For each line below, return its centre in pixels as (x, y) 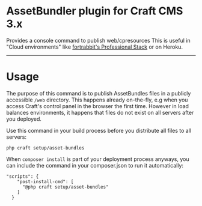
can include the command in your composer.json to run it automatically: (95, 165)
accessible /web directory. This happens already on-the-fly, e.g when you (97, 100)
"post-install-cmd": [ (45, 181)
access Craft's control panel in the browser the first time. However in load (98, 106)
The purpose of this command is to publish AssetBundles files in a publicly (99, 93)
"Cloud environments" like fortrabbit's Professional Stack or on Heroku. (95, 47)
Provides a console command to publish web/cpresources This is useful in (98, 40)
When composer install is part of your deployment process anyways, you (98, 159)
